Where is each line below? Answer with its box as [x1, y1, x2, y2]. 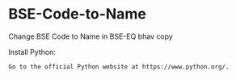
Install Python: [8, 47, 57, 56]
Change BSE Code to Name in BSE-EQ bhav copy [8, 31, 174, 41]
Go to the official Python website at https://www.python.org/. [8, 62, 230, 71]
